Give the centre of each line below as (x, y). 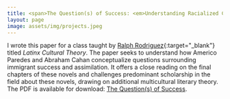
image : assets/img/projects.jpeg (55, 26)
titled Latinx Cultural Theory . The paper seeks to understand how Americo (112, 53)
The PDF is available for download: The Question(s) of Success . (97, 89)
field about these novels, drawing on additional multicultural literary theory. (113, 82)
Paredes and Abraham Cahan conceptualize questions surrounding (102, 60)
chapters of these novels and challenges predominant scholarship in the (109, 74)
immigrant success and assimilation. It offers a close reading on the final (109, 67)
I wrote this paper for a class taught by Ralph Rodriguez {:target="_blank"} (111, 46)
